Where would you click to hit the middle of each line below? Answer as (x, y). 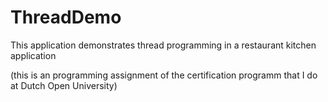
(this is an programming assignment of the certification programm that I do (164, 75)
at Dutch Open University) (64, 85)
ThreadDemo (66, 17)
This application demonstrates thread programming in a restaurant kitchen (163, 45)
